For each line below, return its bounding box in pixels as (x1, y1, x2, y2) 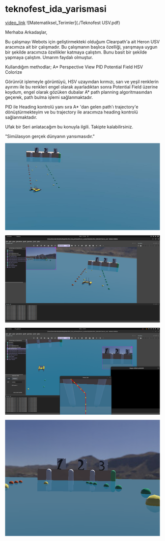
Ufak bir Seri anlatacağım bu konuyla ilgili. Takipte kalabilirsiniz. (5, 124, 134, 130)
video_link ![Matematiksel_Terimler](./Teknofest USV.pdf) (5, 20, 120, 26)
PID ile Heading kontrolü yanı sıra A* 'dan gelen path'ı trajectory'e (5, 104, 138, 110)
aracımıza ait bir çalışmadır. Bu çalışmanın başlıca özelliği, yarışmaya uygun (5, 44, 158, 50)
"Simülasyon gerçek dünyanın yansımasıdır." (5, 133, 95, 139)
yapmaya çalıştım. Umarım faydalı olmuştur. (5, 54, 93, 60)
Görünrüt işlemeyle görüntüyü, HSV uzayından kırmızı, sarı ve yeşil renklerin (5, 79, 159, 85)
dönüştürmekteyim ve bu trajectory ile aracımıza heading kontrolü (5, 109, 138, 115)
